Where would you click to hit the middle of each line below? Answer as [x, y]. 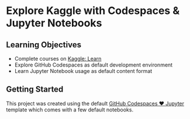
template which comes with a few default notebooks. [70, 110]
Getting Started [35, 90]
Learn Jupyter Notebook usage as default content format [83, 71]
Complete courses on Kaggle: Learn [58, 59]
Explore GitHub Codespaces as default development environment [94, 65]
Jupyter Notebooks [54, 23]
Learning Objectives [44, 45]
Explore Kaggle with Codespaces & [93, 11]
